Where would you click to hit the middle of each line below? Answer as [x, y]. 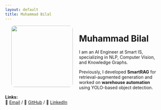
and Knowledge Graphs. [103, 62]
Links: [12, 97]
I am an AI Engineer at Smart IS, [111, 52]
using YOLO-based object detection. [116, 88]
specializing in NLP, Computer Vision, [117, 57]
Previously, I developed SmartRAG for [117, 72]
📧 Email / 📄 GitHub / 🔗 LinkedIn [36, 102]
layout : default [22, 10]
